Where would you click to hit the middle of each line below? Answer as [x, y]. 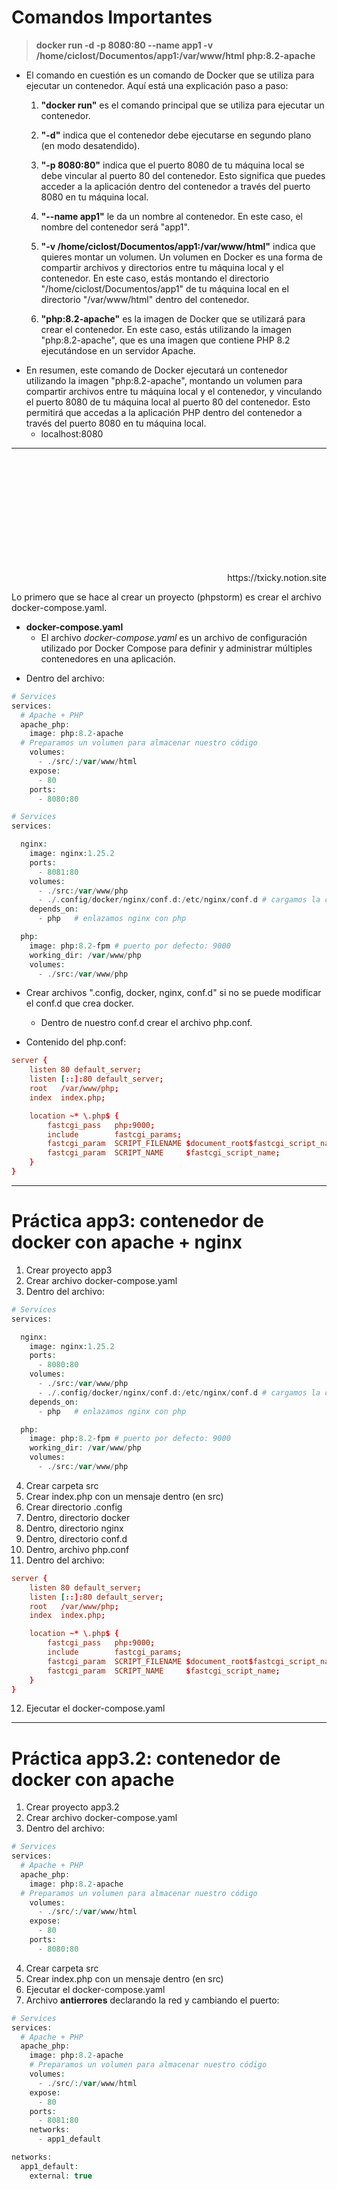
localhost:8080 [72, 433]
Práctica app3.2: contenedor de [146, 1758]
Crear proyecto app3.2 [72, 1807]
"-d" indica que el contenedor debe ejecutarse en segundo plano [176, 135]
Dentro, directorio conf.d [76, 1538]
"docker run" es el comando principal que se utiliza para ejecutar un [182, 105]
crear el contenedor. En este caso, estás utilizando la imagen [166, 329]
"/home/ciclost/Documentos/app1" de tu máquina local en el [164, 288]
